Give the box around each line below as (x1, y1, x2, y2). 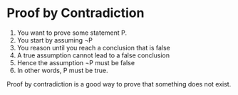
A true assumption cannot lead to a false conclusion (16, 51, 170, 60)
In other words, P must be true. (16, 66, 108, 74)
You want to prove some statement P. (16, 28, 128, 37)
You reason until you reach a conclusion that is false (16, 43, 170, 52)
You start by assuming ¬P (16, 35, 93, 44)
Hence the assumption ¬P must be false (16, 58, 135, 67)
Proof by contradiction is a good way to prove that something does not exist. (6, 79, 232, 88)
